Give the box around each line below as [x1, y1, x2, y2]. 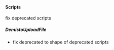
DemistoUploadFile [5, 26, 47, 32]
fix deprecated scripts [5, 15, 52, 21]
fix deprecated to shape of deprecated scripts [12, 39, 109, 45]
